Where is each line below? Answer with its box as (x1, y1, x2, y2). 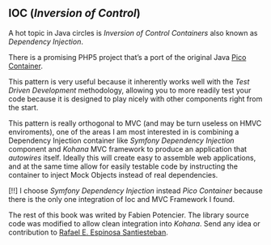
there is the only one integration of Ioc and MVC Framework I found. (8, 194, 235, 204)
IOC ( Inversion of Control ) (8, 6, 141, 20)
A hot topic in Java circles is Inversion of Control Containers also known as (8, 28, 258, 37)
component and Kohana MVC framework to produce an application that (8, 144, 248, 153)
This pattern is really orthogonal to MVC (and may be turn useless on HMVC (8, 118, 262, 128)
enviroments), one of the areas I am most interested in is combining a (8, 127, 239, 136)
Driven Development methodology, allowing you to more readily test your (8, 85, 252, 95)
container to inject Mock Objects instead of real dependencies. (8, 170, 218, 179)
